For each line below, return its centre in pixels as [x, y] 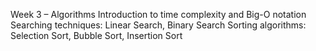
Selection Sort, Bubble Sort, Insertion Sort [96, 35]
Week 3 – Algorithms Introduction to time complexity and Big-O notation [158, 14]
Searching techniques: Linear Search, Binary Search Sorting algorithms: [158, 25]
